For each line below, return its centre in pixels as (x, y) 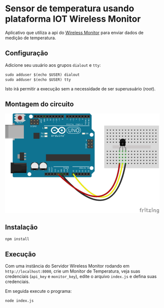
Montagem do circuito (40, 104)
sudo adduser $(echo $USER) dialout (42, 75)
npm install (17, 239)
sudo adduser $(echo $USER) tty (38, 80)
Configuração (27, 53)
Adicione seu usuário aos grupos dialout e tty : (53, 65)
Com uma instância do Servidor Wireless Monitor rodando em (67, 266)
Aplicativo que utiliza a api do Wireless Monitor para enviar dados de (74, 32)
